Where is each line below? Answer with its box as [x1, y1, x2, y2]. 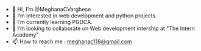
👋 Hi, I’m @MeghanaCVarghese [12, 6, 91, 13]
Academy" [12, 31, 39, 38]
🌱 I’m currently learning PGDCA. [12, 19, 93, 25]
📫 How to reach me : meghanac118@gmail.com [12, 38, 132, 45]
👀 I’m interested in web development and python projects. [12, 12, 157, 19]
